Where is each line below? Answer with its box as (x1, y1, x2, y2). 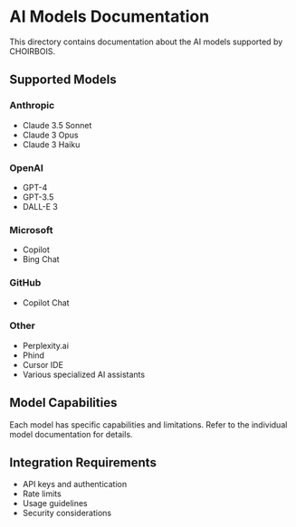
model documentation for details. (9, 428, 133, 439)
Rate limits (22, 488, 62, 499)
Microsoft (9, 223, 53, 236)
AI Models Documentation (9, 6, 210, 27)
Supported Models (9, 72, 117, 88)
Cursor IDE (22, 359, 63, 370)
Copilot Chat (22, 296, 70, 308)
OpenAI (9, 161, 43, 174)
